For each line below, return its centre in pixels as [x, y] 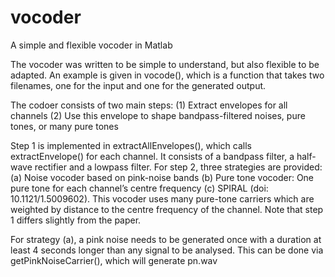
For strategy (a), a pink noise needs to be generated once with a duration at [166, 239]
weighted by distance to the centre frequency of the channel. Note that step [167, 209]
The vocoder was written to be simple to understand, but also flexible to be [165, 64]
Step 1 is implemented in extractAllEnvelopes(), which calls [131, 145]
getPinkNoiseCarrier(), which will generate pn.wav [114, 260]
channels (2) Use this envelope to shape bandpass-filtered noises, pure [158, 115]
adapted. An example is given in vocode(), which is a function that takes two [167, 75]
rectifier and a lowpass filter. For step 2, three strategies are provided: [178, 167]
